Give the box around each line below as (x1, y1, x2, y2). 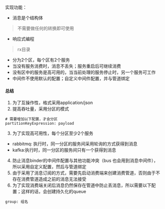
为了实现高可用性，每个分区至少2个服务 (12, 130, 94, 136)
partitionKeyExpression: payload (5, 121, 74, 126)
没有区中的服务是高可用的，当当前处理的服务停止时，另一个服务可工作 (12, 69, 156, 75)
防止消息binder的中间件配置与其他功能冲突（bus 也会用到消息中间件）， (12, 157, 159, 163)
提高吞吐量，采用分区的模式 (12, 106, 69, 112)
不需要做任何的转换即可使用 (17, 25, 74, 31)
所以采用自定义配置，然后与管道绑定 (12, 164, 87, 170)
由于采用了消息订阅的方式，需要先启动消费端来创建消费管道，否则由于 (12, 170, 156, 176)
